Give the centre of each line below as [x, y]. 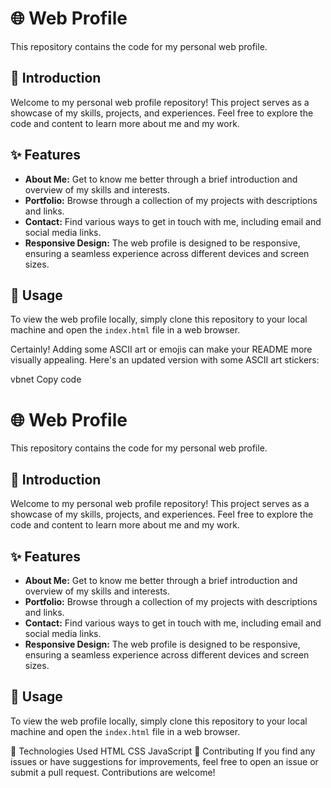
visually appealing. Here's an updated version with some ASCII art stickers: [165, 360]
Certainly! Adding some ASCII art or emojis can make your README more [161, 349]
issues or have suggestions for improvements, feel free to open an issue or [164, 761]
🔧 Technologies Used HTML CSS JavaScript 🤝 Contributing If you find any [163, 751]
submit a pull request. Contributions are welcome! [113, 772]
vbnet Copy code [46, 379]
